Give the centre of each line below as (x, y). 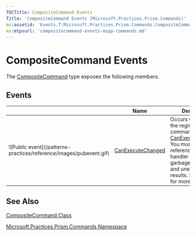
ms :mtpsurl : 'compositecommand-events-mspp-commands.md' (77, 31)
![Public (18, 147)
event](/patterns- (50, 147)
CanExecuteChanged (140, 150)
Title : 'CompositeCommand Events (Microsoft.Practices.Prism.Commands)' (96, 18)
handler (179, 156)
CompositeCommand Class (39, 216)
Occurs (179, 119)
